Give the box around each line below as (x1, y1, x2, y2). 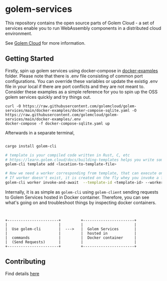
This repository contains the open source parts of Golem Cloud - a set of (5, 20, 155, 26)
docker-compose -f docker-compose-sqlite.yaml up (5, 121, 110, 126)
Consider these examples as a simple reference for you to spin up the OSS (5, 88, 158, 95)
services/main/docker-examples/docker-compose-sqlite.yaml (5, 108, 130, 113)
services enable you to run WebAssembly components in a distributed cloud (5, 25, 162, 31)
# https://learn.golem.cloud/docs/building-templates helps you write (5, 157, 155, 162)
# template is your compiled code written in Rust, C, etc (5, 152, 130, 157)
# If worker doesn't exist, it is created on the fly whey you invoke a (5, 175, 159, 181)
